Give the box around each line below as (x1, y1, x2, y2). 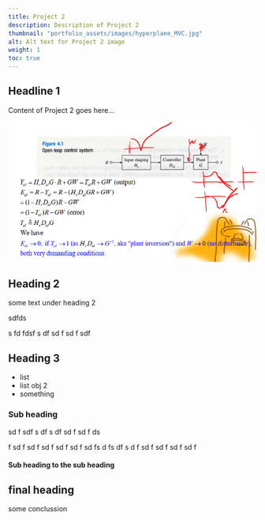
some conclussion (8, 503, 68, 513)
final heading (8, 483, 75, 496)
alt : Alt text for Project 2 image (8, 38, 125, 46)
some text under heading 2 (8, 298, 96, 308)
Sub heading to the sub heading (8, 460, 115, 469)
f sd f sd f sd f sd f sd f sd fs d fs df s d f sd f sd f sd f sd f (8, 442, 197, 451)
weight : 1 (8, 46, 41, 54)
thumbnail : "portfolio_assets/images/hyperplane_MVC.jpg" (8, 29, 203, 37)
